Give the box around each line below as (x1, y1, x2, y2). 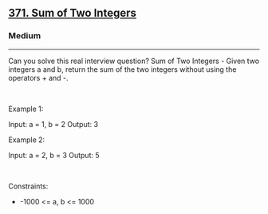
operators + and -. (8, 73, 69, 82)
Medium (8, 30, 41, 42)
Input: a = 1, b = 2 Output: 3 (8, 119, 98, 129)
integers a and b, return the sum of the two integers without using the (8, 64, 237, 74)
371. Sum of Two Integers (8, 6, 137, 20)
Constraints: (8, 181, 49, 191)
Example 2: (8, 135, 45, 145)
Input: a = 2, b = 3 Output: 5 (8, 150, 100, 160)
